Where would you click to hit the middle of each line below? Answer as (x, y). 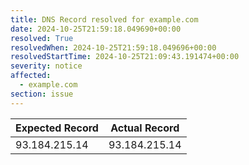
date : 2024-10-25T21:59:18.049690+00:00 (96, 29)
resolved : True (42, 38)
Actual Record (145, 128)
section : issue (42, 94)
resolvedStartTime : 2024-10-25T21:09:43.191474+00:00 (125, 57)
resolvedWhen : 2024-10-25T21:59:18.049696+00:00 (113, 47)
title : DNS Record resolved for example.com (104, 19)
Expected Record (57, 128)
